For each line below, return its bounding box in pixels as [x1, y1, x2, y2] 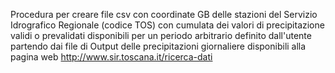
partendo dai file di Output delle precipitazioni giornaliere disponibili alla [10, 40, 307, 52]
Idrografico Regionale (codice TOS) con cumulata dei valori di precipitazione [10, 19, 325, 31]
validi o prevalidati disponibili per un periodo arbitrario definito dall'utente [10, 30, 312, 41]
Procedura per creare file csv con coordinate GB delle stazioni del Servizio [10, 9, 318, 20]
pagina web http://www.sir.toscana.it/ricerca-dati [10, 51, 213, 63]
